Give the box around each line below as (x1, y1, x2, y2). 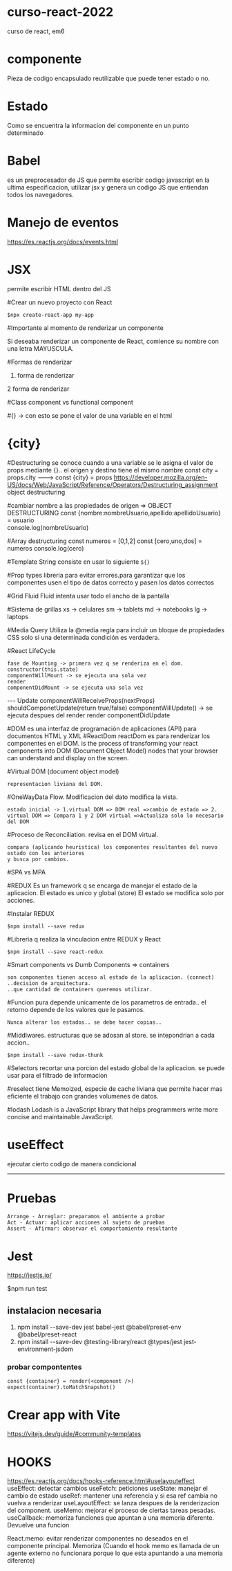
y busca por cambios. (7, 856, 70, 863)
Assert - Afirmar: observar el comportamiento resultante (7, 1225, 177, 1232)
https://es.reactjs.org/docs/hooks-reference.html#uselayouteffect (7, 1477, 195, 1485)
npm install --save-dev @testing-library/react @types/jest (17, 1338, 183, 1346)
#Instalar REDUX (7, 909, 55, 917)
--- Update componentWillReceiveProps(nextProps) (7, 696, 155, 704)
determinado (7, 129, 43, 137)
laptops (7, 612, 29, 621)
